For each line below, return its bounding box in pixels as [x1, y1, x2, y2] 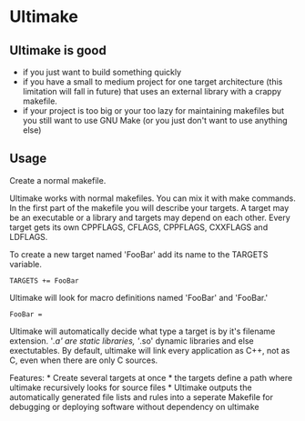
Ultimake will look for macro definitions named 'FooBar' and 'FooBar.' [9, 292, 269, 303]
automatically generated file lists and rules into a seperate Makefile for [9, 391, 273, 402]
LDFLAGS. [9, 231, 48, 242]
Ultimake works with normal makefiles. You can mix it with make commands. [9, 193, 296, 204]
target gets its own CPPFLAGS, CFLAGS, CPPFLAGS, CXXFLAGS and [9, 221, 269, 233]
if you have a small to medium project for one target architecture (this [22, 76, 283, 87]
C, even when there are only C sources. [9, 355, 158, 366]
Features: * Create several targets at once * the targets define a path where [9, 372, 293, 383]
